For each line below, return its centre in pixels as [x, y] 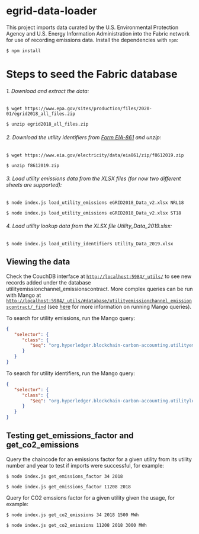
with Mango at [24, 295]
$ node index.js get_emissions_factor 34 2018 [65, 476]
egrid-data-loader [52, 11]
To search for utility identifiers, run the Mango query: [70, 373]
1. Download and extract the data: [48, 91]
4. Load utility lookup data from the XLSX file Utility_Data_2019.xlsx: [89, 226]
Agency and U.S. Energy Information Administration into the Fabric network [98, 33]
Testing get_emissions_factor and [70, 436]
